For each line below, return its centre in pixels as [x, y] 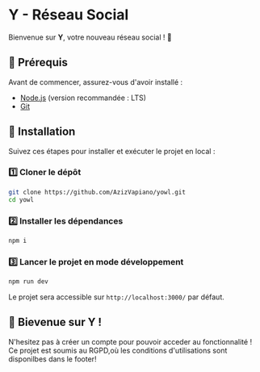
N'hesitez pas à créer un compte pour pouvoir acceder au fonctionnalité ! [130, 341]
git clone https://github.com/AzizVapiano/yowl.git [97, 192]
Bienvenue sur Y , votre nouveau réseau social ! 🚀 [90, 37]
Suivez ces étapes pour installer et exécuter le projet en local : [112, 151]
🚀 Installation [42, 132]
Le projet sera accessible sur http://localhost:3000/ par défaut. [116, 297]
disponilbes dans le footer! [52, 359]
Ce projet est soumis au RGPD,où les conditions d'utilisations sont [118, 350]
